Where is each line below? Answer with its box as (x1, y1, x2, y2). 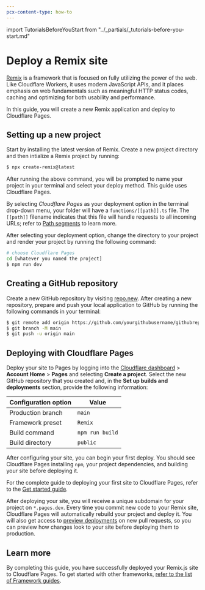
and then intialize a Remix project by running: (6, 153, 120, 160)
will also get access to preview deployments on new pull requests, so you (6, 517, 191, 524)
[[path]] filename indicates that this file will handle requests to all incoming (6, 213, 196, 221)
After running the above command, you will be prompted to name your (6, 175, 183, 183)
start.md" (6, 32, 31, 40)
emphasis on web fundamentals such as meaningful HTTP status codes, (6, 87, 189, 94)
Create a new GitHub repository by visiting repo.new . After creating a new (6, 295, 192, 302)
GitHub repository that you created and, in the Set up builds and (6, 377, 168, 385)
